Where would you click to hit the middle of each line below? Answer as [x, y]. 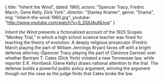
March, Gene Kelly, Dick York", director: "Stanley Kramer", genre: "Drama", [80, 12]
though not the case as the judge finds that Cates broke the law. [69, 73]
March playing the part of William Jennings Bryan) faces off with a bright [78, 48]
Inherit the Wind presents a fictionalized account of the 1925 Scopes [74, 32]
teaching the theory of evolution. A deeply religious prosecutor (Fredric [76, 42]
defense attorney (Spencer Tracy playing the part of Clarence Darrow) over [81, 53]
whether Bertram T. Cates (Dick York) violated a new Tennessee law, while [80, 58]
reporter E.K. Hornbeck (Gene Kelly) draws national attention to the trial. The [82, 63]
